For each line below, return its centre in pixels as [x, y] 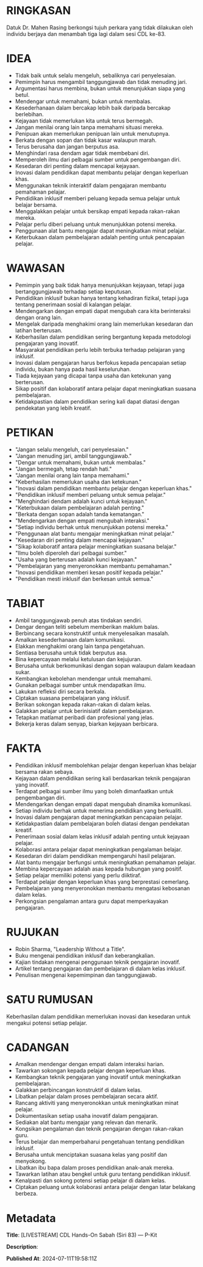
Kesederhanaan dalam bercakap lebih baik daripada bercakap [93, 108]
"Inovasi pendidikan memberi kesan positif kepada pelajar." [89, 572]
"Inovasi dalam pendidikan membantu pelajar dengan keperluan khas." [103, 488]
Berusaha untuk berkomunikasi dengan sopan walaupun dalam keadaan [105, 665]
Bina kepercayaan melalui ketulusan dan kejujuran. [78, 659]
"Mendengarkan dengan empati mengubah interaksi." [82, 521]
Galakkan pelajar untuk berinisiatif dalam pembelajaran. [84, 711]
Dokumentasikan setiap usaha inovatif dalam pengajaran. [87, 1116]
